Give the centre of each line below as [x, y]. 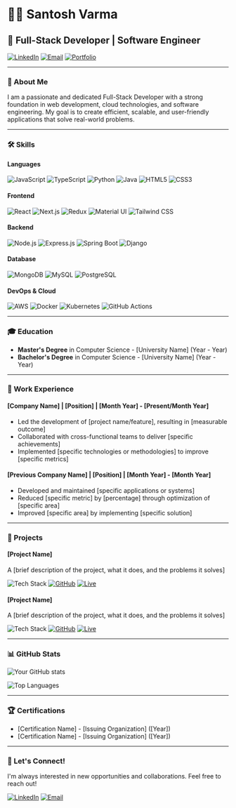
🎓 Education [30, 331]
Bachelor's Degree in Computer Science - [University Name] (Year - [117, 357]
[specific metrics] [43, 458]
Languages [24, 164]
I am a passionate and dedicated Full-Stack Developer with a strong [105, 97]
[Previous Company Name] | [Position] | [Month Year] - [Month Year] [109, 475]
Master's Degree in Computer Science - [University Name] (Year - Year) [122, 350]
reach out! [22, 784]
